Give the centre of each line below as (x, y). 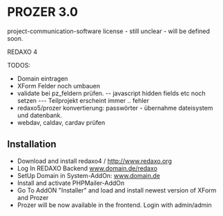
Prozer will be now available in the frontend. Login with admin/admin (114, 205)
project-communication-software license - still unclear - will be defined (109, 31)
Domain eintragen (42, 78)
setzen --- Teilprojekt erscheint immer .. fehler (83, 100)
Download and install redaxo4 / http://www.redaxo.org (95, 161)
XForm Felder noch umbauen (59, 86)
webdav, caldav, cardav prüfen (61, 122)
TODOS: (19, 65)
